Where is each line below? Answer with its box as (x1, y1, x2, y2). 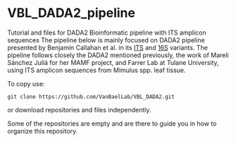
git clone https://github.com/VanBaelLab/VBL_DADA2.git (7, 93, 175, 100)
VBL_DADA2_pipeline (7, 5, 136, 21)
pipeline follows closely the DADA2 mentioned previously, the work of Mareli (7, 51, 229, 59)
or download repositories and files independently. (7, 105, 151, 114)
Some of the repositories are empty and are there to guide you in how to (7, 119, 217, 128)
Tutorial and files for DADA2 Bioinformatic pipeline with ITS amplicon (7, 28, 206, 37)
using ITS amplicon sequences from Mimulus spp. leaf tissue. (7, 66, 186, 74)
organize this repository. (7, 126, 78, 135)
